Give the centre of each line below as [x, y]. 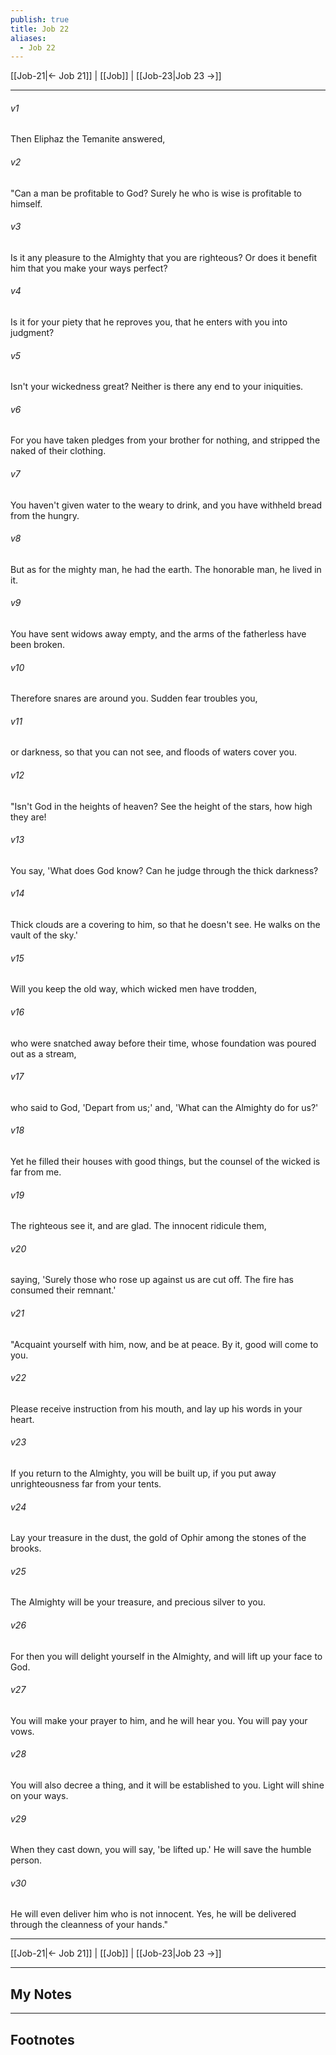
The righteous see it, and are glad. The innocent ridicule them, [138, 1226]
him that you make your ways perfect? [89, 268]
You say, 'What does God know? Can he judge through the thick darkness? [164, 870]
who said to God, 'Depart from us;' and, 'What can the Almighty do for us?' [164, 1107]
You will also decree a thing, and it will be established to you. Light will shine [167, 1785]
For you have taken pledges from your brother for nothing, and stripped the [165, 440]
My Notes [41, 1994]
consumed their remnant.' [63, 1290]
